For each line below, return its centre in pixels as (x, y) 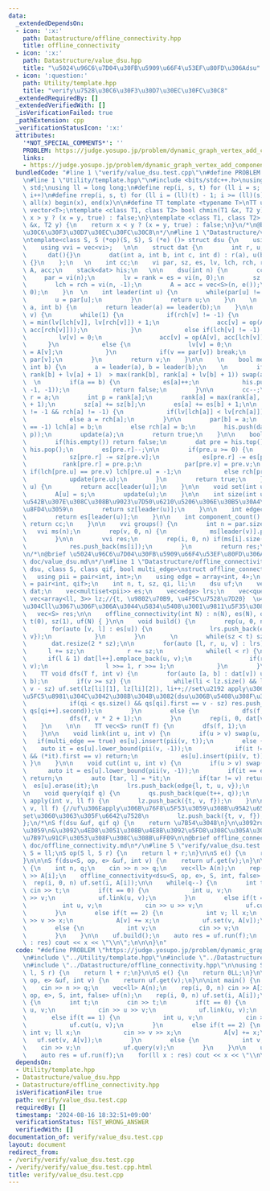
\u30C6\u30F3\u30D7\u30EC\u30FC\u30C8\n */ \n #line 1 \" (117, 233)
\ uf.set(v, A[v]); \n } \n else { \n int (138, 1040)
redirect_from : (34, 1152)
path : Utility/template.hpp (70, 83)
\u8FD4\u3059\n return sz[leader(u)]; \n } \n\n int (133, 509)
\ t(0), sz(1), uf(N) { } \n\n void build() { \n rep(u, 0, (140, 621)
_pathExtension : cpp (50, 121)
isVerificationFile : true (59, 1092)
